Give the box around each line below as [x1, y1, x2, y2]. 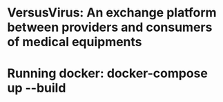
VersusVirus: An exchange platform [7, 5, 217, 21]
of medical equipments [7, 34, 143, 50]
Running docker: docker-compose [7, 65, 209, 81]
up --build [7, 81, 66, 96]
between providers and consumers [7, 19, 213, 35]
